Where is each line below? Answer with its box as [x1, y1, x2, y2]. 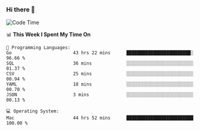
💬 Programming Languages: [6, 45, 70, 51]
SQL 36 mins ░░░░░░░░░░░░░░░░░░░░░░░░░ [6, 60, 194, 66]
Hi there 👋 [6, 5, 36, 14]
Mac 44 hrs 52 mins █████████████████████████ [6, 115, 194, 121]
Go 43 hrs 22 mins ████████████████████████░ [6, 50, 194, 56]
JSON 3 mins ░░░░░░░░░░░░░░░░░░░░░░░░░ [6, 92, 194, 98]
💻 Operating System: [6, 108, 60, 114]
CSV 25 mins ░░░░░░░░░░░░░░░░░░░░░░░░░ [6, 71, 194, 77]
